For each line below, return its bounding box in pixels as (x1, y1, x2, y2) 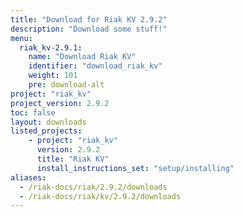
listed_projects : (10, 126, 83, 136)
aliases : (10, 172, 47, 183)
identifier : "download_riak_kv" (28, 61, 163, 71)
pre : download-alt (28, 80, 105, 90)
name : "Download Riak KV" (28, 52, 137, 62)
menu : (10, 33, 33, 43)
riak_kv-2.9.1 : (19, 42, 83, 53)
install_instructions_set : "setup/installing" (36, 163, 235, 173)
